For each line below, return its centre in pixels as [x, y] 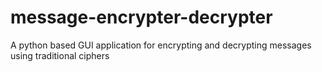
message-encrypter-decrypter [141, 17]
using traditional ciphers [60, 55]
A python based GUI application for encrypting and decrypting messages [161, 45]
